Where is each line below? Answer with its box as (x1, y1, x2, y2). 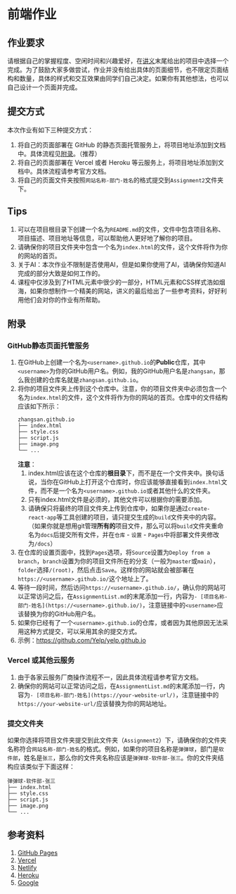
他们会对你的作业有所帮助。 (23, 295, 104, 303)
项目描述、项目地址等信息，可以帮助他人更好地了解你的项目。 (17, 234, 197, 242)
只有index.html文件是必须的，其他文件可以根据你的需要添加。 (27, 496, 206, 504)
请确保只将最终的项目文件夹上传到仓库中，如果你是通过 (27, 504, 188, 512)
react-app (27, 515, 58, 522)
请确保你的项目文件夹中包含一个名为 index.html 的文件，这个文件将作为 (17, 242, 222, 251)
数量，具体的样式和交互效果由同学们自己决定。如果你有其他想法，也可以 (19, 75, 229, 82)
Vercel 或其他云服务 (7, 655, 75, 665)
